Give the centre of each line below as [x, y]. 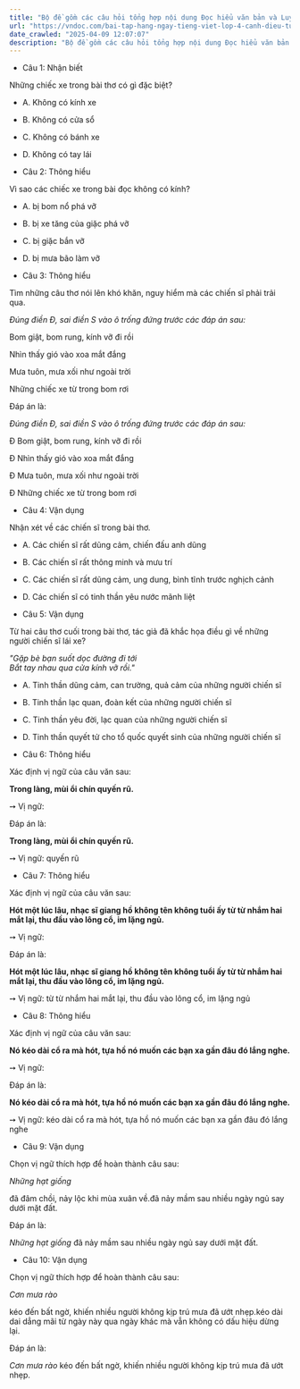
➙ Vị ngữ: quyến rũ [44, 858]
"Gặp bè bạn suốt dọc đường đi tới [73, 659]
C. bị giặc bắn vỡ [53, 241]
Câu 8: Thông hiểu [56, 1016]
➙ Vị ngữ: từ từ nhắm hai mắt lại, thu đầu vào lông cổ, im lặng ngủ [130, 998]
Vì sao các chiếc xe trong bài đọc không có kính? [100, 189]
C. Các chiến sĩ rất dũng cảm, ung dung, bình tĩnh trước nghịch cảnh [148, 580]
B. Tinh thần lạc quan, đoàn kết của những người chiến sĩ [127, 703]
